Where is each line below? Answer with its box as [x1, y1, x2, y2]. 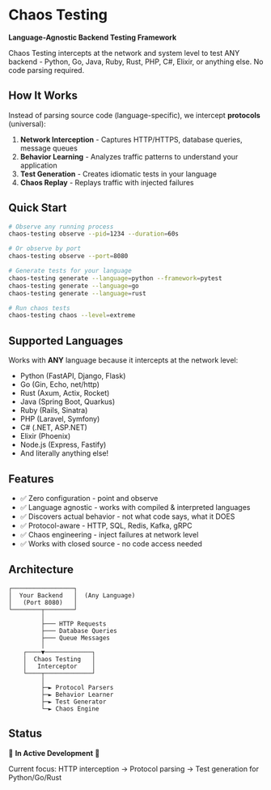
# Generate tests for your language [8, 267, 132, 275]
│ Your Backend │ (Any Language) [8, 591, 136, 600]
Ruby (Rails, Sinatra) [19, 406, 88, 415]
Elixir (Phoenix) [19, 431, 71, 441]
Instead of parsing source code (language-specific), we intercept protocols [8, 110, 260, 120]
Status [8, 727, 43, 741]
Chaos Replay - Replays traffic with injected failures [19, 177, 194, 187]
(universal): [8, 119, 46, 129]
